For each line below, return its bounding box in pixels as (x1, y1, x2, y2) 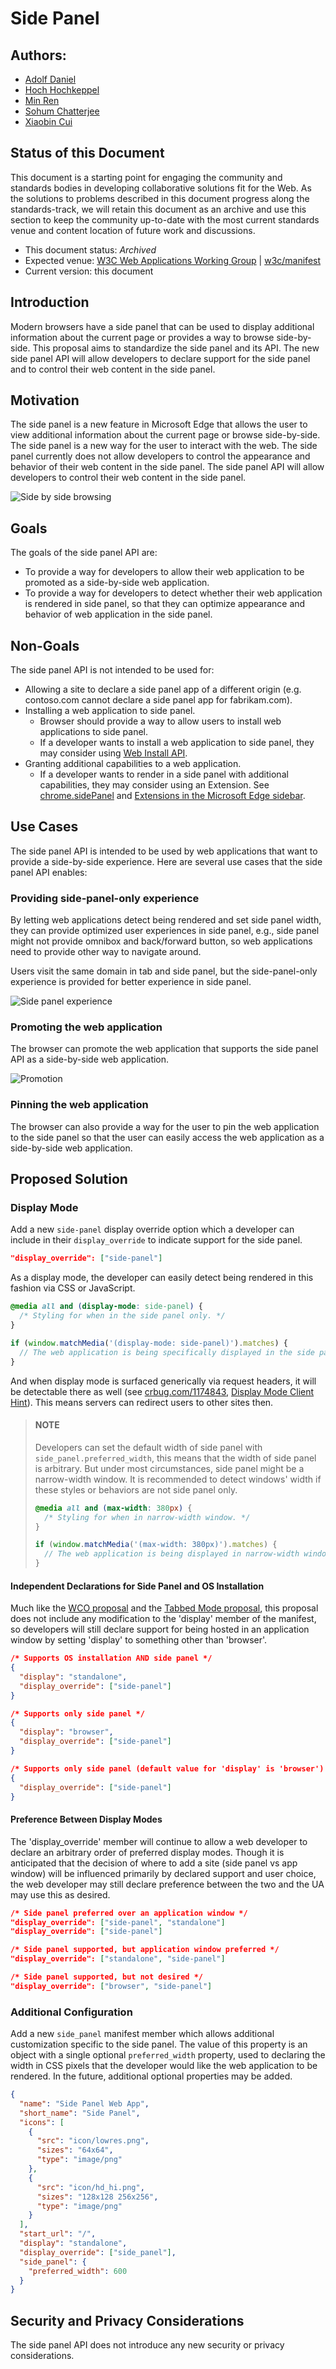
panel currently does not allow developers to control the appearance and (10, 450, 311, 462)
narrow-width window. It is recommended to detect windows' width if (34, 1473, 322, 1485)
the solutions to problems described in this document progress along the (10, 192, 310, 204)
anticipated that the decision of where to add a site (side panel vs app (10, 1857, 298, 1869)
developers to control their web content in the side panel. (10, 472, 247, 484)
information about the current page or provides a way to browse (10, 331, 275, 343)
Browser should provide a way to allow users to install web (39, 715, 282, 727)
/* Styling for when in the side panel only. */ (19, 1311, 226, 1321)
